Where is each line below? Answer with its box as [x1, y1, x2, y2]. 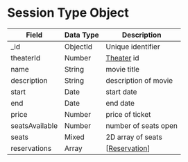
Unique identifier [105, 42, 161, 51]
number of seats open [105, 120, 178, 130]
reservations [10, 143, 52, 153]
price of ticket [105, 109, 151, 119]
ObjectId [65, 42, 92, 51]
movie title [105, 64, 140, 74]
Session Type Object [7, 5, 130, 21]
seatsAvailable [10, 120, 58, 130]
